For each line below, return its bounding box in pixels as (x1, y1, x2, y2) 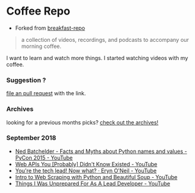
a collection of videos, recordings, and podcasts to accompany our (21, 36, 190, 43)
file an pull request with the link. (6, 90, 86, 97)
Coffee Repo (6, 4, 70, 18)
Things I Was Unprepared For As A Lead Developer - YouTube (15, 180, 171, 187)
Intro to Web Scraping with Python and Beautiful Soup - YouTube (15, 173, 178, 180)
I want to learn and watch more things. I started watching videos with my (6, 54, 188, 61)
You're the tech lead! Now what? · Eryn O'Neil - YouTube (15, 167, 157, 174)
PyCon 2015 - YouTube (15, 154, 73, 161)
